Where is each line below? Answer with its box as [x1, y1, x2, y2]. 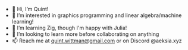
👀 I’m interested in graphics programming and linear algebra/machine [11, 12, 182, 19]
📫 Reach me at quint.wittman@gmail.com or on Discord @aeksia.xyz [11, 37, 183, 44]
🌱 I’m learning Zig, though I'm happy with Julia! [11, 24, 127, 31]
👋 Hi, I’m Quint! [11, 6, 49, 12]
